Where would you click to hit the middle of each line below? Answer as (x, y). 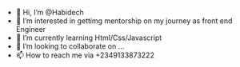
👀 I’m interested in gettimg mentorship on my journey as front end (124, 21)
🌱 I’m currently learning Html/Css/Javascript (89, 37)
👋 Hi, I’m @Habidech (50, 12)
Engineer (31, 29)
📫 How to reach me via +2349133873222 (85, 55)
